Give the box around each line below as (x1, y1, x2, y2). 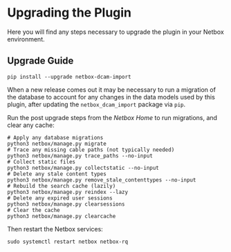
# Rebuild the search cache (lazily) (7, 182, 116, 189)
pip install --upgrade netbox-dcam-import (7, 73, 131, 80)
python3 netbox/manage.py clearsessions (7, 200, 126, 208)
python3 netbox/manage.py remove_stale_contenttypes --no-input (7, 176, 196, 184)
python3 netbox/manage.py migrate (7, 140, 107, 147)
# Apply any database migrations (7, 134, 104, 141)
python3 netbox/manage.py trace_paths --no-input (7, 152, 154, 159)
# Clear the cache (7, 206, 60, 213)
